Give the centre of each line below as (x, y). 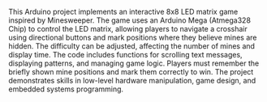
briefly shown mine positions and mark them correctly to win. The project (131, 72)
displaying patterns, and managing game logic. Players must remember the (134, 63)
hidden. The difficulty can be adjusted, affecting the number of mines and (132, 46)
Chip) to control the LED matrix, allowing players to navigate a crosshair (128, 29)
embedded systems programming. (66, 89)
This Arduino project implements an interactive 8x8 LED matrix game (123, 12)
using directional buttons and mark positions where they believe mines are (133, 37)
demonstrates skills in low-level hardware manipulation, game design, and (132, 81)
